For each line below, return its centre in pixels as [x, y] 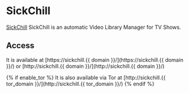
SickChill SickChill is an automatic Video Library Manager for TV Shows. [94, 27]
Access [20, 46]
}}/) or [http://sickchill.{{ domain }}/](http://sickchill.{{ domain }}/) [85, 66]
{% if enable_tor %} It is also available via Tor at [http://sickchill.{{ [86, 77]
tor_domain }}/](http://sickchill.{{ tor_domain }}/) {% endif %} [80, 84]
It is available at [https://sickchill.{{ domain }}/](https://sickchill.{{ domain [95, 59]
